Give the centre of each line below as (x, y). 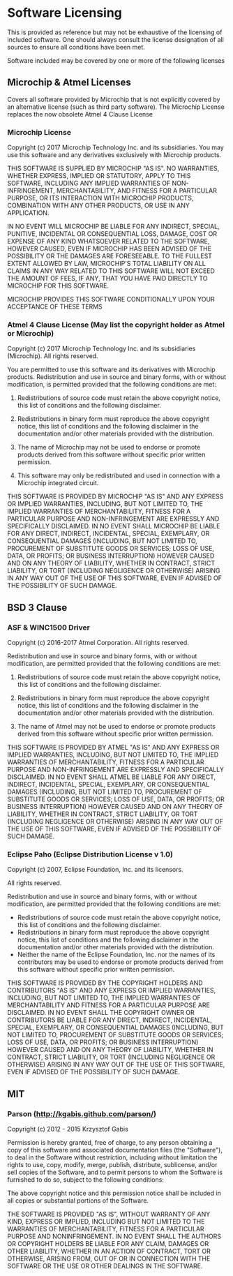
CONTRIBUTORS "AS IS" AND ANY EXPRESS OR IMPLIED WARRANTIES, (112, 991)
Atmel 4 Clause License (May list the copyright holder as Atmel (116, 325)
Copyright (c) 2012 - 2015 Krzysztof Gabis (68, 1129)
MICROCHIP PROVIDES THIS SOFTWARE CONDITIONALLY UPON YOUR (111, 299)
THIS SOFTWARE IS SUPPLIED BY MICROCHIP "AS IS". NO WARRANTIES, (113, 168)
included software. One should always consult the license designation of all (116, 39)
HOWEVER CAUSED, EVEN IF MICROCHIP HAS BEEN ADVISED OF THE (109, 248)
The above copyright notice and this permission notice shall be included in (114, 1193)
